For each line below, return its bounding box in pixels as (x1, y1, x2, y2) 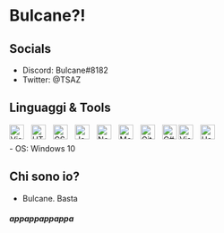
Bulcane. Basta (22, 193, 78, 203)
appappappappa (9, 213, 74, 224)
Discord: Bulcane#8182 (22, 65, 109, 75)
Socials (9, 41, 52, 56)
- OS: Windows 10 (9, 142, 76, 153)
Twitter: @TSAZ (22, 74, 82, 85)
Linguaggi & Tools (9, 100, 112, 116)
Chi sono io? (9, 169, 81, 185)
